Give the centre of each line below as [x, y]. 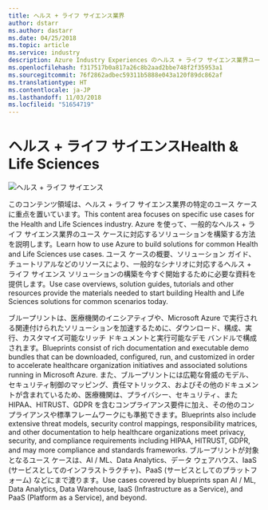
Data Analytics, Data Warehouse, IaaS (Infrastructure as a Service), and [126, 489]
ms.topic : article [39, 45]
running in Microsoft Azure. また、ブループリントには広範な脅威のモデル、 [131, 375]
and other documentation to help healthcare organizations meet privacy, [127, 433]
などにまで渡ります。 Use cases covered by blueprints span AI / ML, [145, 480]
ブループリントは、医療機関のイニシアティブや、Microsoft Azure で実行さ [130, 318]
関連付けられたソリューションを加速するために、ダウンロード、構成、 [130, 328]
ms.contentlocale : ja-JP [49, 90]
